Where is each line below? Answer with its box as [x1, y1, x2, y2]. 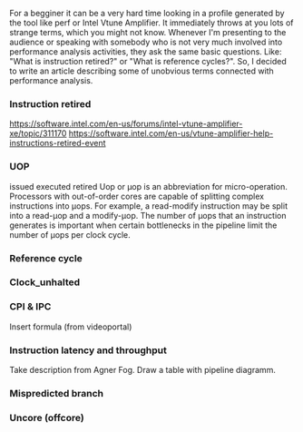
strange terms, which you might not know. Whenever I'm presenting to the [9, 27, 287, 37]
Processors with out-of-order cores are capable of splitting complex [9, 191, 265, 201]
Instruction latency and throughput [9, 344, 168, 357]
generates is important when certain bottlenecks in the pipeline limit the [9, 220, 278, 231]
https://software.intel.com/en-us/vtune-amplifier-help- [68, 128, 274, 139]
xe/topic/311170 [9, 128, 67, 139]
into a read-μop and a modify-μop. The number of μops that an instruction [9, 210, 287, 221]
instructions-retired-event [9, 138, 106, 149]
